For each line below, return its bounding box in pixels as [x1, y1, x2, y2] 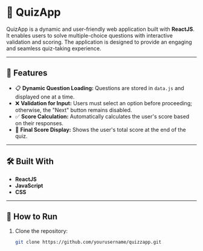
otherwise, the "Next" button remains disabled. [14, 106, 132, 114]
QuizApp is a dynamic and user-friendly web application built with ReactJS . [6, 25, 195, 33]
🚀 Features [6, 68, 48, 78]
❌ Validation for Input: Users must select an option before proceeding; [14, 99, 192, 106]
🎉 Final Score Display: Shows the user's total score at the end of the [14, 126, 186, 133]
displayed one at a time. [14, 93, 75, 100]
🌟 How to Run [6, 211, 58, 221]
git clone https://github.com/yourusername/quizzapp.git [14, 239, 162, 246]
